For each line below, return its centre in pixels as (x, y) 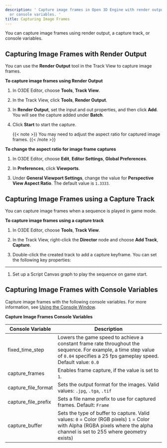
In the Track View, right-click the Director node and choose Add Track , (85, 240)
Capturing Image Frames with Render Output (76, 54)
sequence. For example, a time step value (106, 350)
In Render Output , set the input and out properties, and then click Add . (85, 110)
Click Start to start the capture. (44, 125)
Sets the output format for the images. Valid (109, 384)
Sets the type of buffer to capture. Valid (104, 413)
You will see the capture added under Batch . (58, 115)
